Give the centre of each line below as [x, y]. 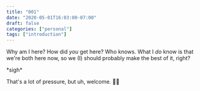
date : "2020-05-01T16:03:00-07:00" [52, 18]
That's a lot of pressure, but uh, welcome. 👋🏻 [63, 82]
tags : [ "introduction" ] [37, 35]
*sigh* [14, 70]
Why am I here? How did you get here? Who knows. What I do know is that [100, 52]
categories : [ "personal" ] [39, 29]
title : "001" [23, 12]
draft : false [23, 23]
